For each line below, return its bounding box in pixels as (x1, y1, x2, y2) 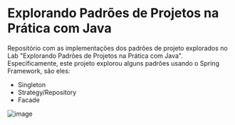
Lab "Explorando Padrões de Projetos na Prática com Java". (7, 51, 183, 60)
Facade (17, 95, 41, 104)
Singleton (17, 80, 46, 89)
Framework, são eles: (7, 66, 70, 75)
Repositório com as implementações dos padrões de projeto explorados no (7, 44, 228, 52)
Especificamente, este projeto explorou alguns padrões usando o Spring (7, 59, 219, 67)
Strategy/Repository (17, 88, 77, 96)
